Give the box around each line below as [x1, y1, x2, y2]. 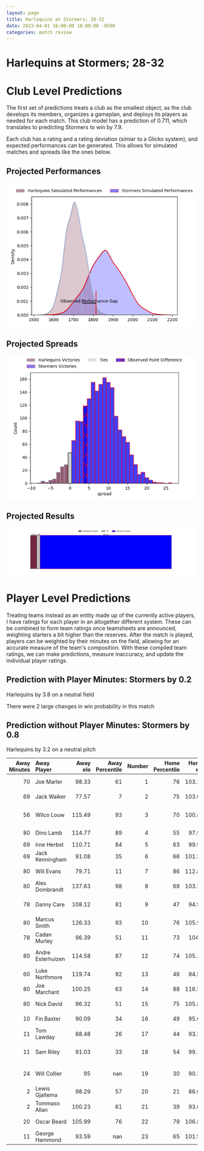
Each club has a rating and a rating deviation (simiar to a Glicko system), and [6, 135, 198, 143]
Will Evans [35, 868, 61, 875]
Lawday [35, 1033, 55, 1041]
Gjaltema [35, 1091, 58, 1099]
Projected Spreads [6, 338, 78, 349]
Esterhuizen [35, 955, 66, 963]
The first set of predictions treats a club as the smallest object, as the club [6, 104, 192, 112]
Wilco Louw [35, 811, 65, 818]
